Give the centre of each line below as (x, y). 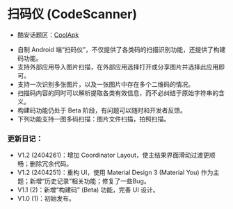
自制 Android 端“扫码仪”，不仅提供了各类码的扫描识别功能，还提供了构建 (121, 49)
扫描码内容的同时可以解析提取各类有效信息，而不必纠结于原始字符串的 (118, 93)
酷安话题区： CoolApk (48, 35)
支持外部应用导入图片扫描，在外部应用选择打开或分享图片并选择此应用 (118, 67)
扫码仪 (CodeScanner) (72, 14)
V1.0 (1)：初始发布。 (46, 199)
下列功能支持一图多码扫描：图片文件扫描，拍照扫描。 (94, 119)
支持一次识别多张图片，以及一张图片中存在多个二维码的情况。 (106, 84)
